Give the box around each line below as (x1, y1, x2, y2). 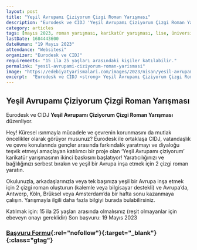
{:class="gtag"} (6, 236, 53, 244)
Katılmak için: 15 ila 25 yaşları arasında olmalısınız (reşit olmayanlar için (6, 208, 177, 215)
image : (6, 69, 22, 75)
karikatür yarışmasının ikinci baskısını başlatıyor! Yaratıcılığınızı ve (6, 154, 164, 161)
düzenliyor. (6, 117, 33, 124)
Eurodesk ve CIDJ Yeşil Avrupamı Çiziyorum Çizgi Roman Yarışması (6, 111, 174, 118)
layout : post (6, 8, 38, 15)
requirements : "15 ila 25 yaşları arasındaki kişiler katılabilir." (6, 58, 177, 63)
